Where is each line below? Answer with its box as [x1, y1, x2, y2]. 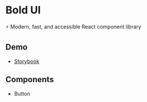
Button [13, 90, 30, 97]
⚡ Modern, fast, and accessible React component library [5, 23, 142, 30]
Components [5, 75, 54, 85]
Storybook [13, 58, 40, 65]
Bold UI [5, 3, 41, 17]
